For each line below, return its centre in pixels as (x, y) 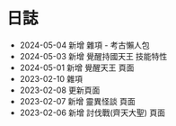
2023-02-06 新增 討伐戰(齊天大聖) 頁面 (92, 112)
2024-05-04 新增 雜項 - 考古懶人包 (84, 45)
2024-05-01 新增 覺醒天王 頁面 (77, 67)
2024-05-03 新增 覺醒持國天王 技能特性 (93, 56)
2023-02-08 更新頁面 (60, 90)
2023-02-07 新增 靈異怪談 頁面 (77, 101)
